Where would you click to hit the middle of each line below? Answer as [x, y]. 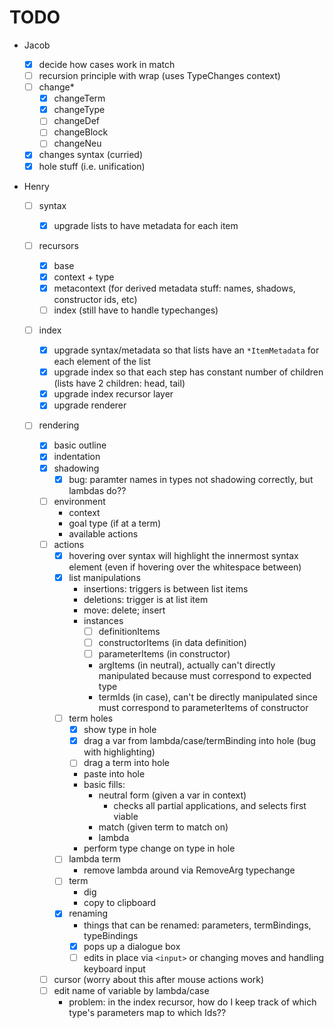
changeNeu [77, 143]
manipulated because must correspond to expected [205, 676]
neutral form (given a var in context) [172, 795]
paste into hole [114, 774]
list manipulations [104, 577]
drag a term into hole [126, 763]
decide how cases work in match [107, 64]
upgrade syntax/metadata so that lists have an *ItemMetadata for [186, 350]
